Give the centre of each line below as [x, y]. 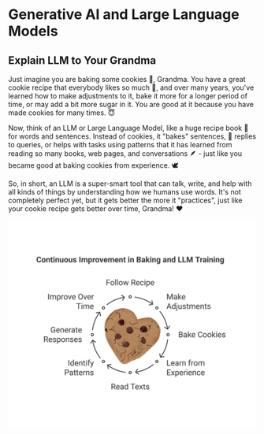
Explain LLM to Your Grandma [82, 60]
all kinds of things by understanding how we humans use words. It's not [125, 192]
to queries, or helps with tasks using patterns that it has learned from [120, 145]
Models [33, 31]
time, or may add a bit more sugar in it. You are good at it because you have [131, 104]
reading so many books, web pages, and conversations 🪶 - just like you [125, 154]
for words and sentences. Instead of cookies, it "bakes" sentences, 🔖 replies [132, 136]
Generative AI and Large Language [124, 15]
